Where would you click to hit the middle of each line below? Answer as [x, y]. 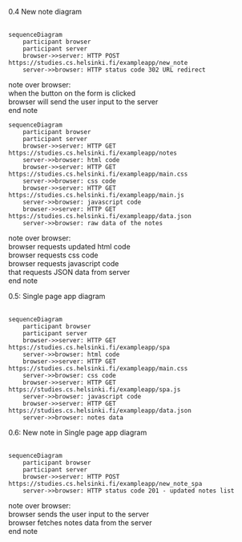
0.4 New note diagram [45, 12]
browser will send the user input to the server [83, 102]
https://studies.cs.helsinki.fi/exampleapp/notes [93, 153]
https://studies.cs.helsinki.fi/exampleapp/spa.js [95, 390]
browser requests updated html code [69, 247]
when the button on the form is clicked [72, 93]
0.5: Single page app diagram [57, 296]
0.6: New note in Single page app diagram [78, 433]
